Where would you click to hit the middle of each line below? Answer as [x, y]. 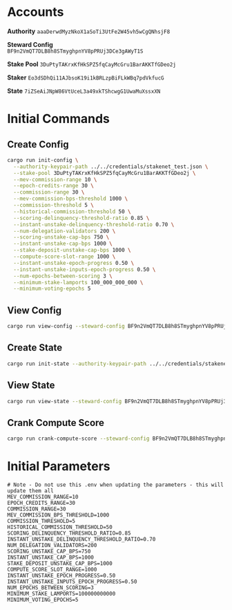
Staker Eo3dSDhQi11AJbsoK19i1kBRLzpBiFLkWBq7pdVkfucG [86, 77]
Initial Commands [59, 119]
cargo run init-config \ [43, 160]
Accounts [36, 12]
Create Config [38, 144]
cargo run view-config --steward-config [66, 326]
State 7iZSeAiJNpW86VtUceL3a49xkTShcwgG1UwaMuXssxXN [84, 91]
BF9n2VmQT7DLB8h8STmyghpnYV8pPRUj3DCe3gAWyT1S [75, 51]
